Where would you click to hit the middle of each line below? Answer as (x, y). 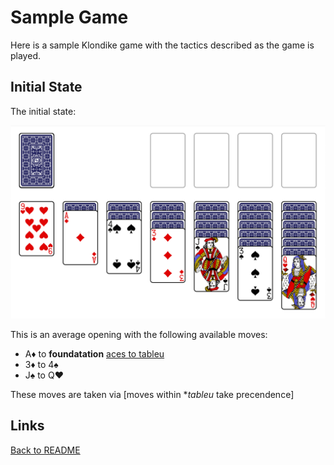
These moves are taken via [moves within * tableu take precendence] (152, 394)
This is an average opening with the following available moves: (139, 334)
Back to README (45, 450)
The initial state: (43, 111)
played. (25, 55)
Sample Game (69, 17)
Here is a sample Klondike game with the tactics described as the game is (162, 45)
